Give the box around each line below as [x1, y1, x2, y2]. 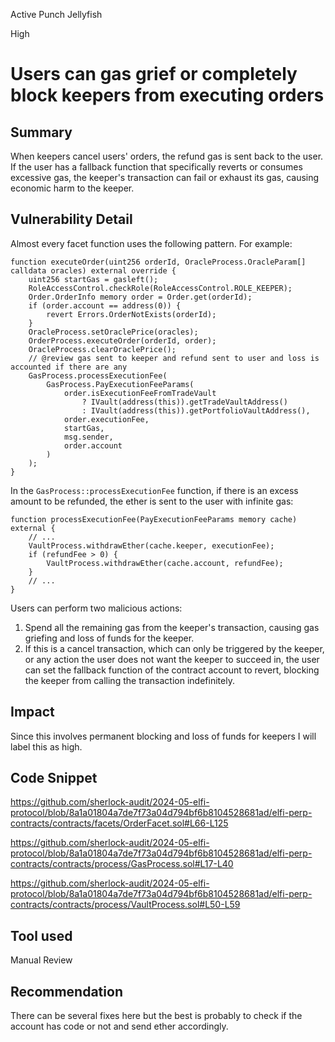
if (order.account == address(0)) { [28, 300, 182, 311]
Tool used [10, 927, 73, 944]
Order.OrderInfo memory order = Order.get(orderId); [28, 292, 253, 302]
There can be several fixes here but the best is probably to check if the [10, 1010, 303, 1022]
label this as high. [10, 740, 83, 753]
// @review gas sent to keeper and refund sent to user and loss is [28, 353, 320, 363]
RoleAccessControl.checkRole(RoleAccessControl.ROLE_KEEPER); [28, 283, 293, 293]
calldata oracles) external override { [10, 265, 177, 276]
